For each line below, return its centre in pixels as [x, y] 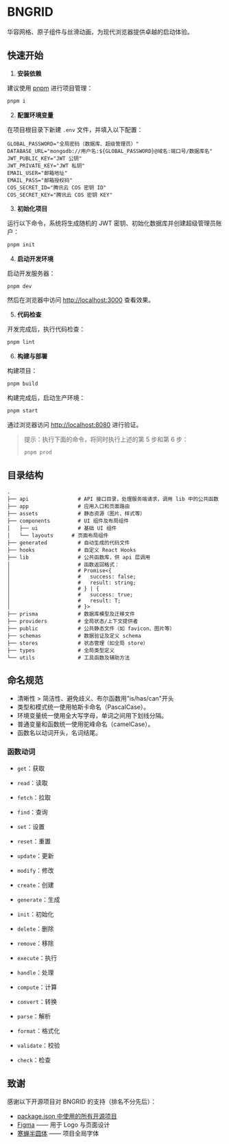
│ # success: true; [70, 594]
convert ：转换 [37, 1001]
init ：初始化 [35, 914]
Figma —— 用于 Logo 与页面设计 [63, 1124]
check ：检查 [34, 1060]
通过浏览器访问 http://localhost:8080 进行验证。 [75, 425]
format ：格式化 [38, 1031]
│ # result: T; [64, 600]
